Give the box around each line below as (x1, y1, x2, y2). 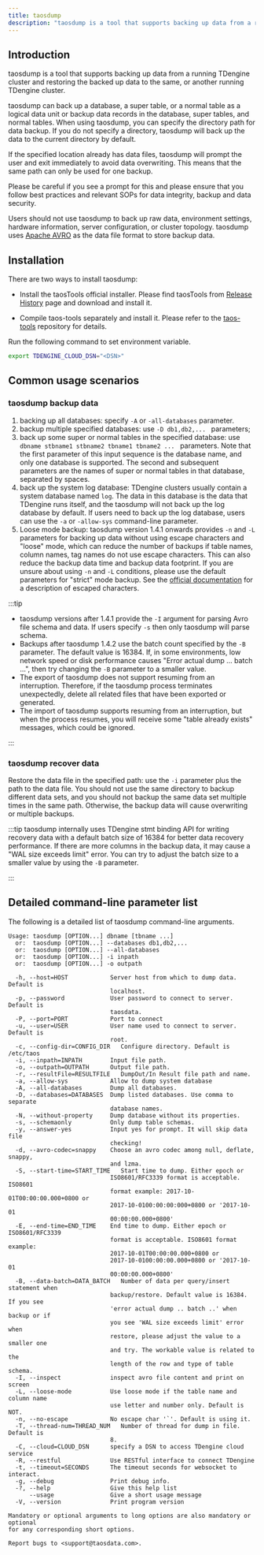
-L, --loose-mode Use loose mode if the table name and (15, 1387, 237, 1396)
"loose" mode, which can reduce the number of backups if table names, (19, 541, 254, 550)
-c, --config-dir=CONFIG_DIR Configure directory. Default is (15, 1042, 230, 1050)
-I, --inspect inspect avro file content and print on (15, 1374, 244, 1382)
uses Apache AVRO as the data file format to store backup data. (8, 230, 215, 241)
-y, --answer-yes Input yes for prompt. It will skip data (15, 1125, 247, 1133)
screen (8, 1381, 30, 1389)
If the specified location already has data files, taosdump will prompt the (8, 150, 242, 159)
